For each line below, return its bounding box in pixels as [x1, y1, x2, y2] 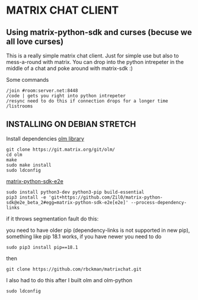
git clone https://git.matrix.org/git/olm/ [6, 146, 116, 152]
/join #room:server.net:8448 [6, 88, 78, 94]
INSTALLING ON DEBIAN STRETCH [6, 119, 136, 129]
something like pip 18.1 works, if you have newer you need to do [6, 232, 162, 240]
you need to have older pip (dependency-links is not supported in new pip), [6, 226, 190, 234]
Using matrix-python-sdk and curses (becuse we [6, 27, 192, 37]
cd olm [6, 152, 23, 158]
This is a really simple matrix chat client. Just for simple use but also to [6, 52, 179, 59]
